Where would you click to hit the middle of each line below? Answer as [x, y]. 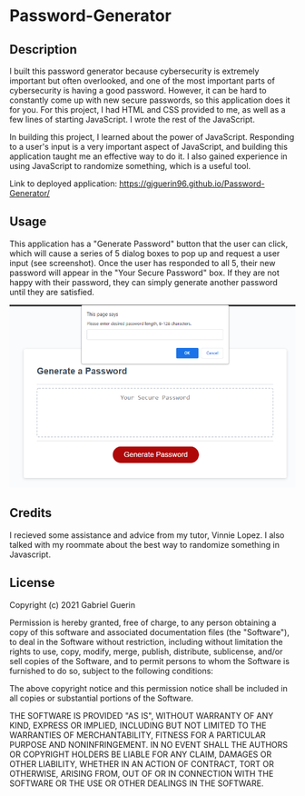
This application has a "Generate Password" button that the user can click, [149, 244]
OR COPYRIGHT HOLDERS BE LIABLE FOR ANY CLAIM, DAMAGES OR [141, 754]
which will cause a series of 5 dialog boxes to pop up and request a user [145, 253]
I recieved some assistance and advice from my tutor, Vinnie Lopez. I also [147, 535]
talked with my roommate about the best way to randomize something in [144, 544]
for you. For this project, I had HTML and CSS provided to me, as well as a [148, 109]
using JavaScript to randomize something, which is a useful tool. [130, 166]
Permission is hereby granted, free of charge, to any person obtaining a [143, 622]
